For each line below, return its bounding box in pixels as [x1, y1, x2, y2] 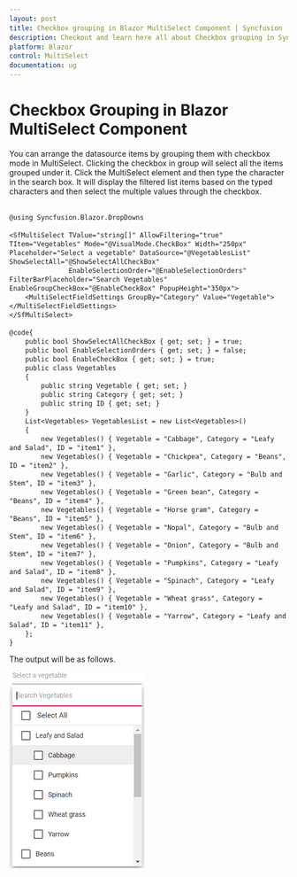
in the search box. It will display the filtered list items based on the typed [9, 176, 273, 187]
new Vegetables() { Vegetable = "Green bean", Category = [41, 487, 259, 496]
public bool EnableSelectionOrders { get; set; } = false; [25, 345, 247, 354]
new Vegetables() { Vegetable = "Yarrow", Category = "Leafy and [41, 611, 287, 620]
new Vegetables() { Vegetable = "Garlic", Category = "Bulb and [41, 470, 283, 478]
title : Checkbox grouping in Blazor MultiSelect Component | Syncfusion [9, 23, 283, 33]
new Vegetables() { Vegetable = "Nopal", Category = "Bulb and [41, 523, 278, 532]
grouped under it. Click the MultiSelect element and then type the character [9, 167, 285, 177]
